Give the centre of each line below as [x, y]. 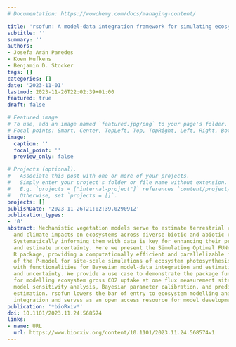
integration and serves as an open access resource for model [106, 300]
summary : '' [25, 39]
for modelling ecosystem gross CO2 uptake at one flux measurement [114, 281]
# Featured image [33, 118]
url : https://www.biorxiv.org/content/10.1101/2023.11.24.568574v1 [114, 333]
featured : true [29, 98]
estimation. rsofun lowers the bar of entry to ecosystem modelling [116, 293]
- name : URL [25, 326]
